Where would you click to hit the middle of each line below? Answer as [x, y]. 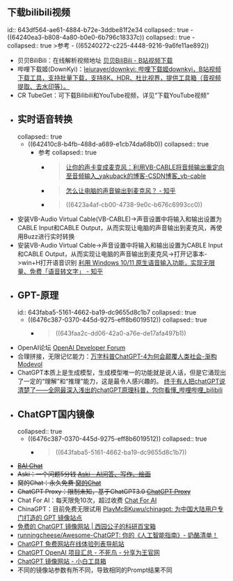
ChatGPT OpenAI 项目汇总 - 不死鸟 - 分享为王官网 [88, 552]
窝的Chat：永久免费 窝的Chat [59, 483]
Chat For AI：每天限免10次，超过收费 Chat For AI [87, 500]
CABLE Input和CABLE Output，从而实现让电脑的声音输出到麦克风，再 [117, 227]
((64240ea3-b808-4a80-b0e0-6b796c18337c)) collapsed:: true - [101, 37]
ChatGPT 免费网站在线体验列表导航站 [71, 544]
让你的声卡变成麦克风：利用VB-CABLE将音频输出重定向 [145, 167]
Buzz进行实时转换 [49, 236]
